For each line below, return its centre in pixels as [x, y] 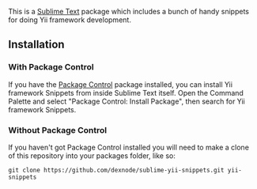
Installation [36, 45]
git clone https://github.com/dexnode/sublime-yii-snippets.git [116, 170]
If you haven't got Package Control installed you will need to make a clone [128, 147]
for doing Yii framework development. [70, 20]
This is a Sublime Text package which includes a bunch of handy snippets [128, 11]
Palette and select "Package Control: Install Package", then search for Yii [127, 101]
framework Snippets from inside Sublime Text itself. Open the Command [126, 93]
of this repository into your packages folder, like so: [92, 155]
